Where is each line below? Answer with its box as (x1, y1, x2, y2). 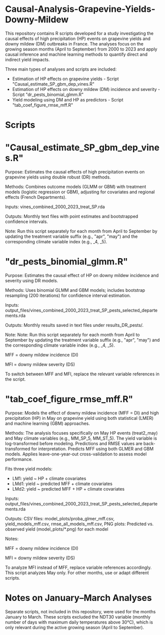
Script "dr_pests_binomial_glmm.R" (12, 91, 84, 97)
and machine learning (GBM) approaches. (5, 420, 90, 426)
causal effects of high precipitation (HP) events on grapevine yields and (5, 36, 151, 42)
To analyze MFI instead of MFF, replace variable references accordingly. (5, 564, 152, 570)
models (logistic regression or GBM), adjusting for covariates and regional (5, 189, 155, 195)
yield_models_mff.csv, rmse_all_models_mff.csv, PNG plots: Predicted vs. (5, 521, 154, 527)
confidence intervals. (5, 219, 48, 225)
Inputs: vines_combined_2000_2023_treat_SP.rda (5, 204, 105, 210)
